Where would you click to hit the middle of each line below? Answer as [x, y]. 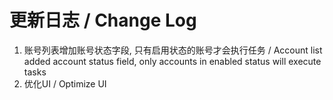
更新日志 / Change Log [103, 20]
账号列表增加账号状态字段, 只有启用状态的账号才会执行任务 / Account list [173, 50]
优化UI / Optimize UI [65, 83]
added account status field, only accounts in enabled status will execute [172, 61]
